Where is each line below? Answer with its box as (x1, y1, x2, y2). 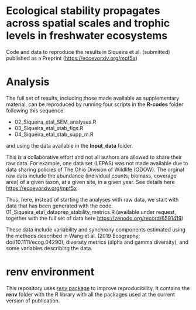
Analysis (6, 75, 50, 88)
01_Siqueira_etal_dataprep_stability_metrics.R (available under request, (6, 208, 177, 215)
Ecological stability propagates (6, 4, 161, 18)
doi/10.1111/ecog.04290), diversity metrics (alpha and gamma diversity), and (6, 239, 189, 246)
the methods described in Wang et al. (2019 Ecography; (6, 232, 140, 239)
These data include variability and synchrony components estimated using (6, 226, 186, 233)
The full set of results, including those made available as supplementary (6, 94, 180, 101)
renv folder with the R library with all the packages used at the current (6, 291, 176, 298)
